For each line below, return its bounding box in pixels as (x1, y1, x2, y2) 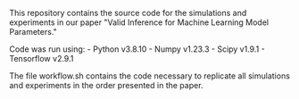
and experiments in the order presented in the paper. (9, 80, 203, 90)
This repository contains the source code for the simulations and (9, 8, 247, 18)
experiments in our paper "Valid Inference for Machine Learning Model (9, 17, 270, 28)
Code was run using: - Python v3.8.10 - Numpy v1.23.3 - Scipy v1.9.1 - (9, 44, 265, 54)
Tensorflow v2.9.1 (9, 54, 74, 63)
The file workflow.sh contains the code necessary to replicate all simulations (9, 70, 290, 81)
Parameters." (9, 27, 58, 37)
